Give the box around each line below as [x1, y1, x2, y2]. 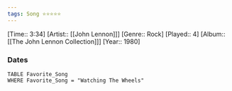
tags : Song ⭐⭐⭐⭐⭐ [7, 10, 62, 18]
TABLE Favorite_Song [7, 71, 69, 78]
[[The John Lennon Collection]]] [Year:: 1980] [7, 37, 140, 46]
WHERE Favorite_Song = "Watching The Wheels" [7, 77, 144, 84]
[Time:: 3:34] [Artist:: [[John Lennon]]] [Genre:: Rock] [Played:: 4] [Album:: [7, 30, 226, 38]
